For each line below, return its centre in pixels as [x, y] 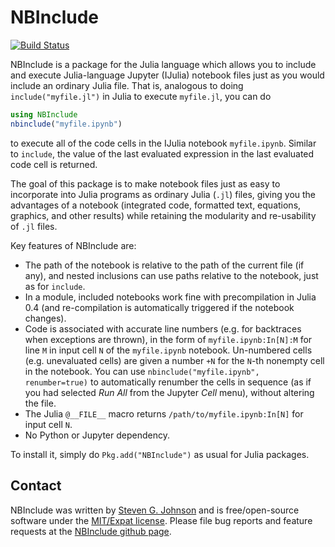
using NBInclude [44, 114]
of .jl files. [34, 226]
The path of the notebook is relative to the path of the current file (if [164, 265]
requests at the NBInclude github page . [91, 531]
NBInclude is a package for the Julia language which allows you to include [163, 64]
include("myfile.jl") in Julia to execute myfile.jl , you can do [141, 96]
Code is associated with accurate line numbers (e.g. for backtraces [163, 328]
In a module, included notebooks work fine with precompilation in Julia [170, 297]
